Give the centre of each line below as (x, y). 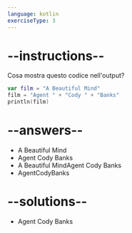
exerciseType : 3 (31, 21)
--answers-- (45, 131)
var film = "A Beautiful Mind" (54, 89)
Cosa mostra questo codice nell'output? (66, 76)
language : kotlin (33, 14)
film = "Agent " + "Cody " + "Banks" (64, 95)
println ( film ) (29, 102)
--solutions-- (47, 202)
